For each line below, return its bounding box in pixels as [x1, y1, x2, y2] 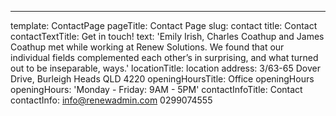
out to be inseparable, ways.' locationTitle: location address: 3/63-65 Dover [10, 62, 321, 74]
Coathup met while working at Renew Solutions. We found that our [10, 41, 285, 53]
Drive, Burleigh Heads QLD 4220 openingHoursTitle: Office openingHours [10, 73, 315, 85]
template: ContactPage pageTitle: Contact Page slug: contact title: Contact [10, 20, 318, 31]
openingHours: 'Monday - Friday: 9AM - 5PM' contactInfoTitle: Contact [10, 84, 303, 95]
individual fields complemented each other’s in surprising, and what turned [10, 52, 319, 63]
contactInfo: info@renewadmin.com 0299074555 [10, 94, 213, 106]
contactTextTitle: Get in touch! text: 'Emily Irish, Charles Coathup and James [10, 31, 325, 42]
